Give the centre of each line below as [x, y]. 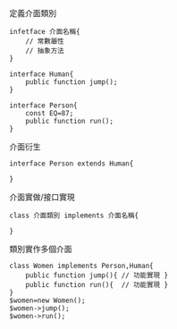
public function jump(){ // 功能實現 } [97, 275]
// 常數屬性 [45, 41]
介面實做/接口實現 [42, 197]
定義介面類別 [33, 13]
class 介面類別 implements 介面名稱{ [74, 215]
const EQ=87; [50, 114]
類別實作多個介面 [41, 249]
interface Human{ [42, 74]
